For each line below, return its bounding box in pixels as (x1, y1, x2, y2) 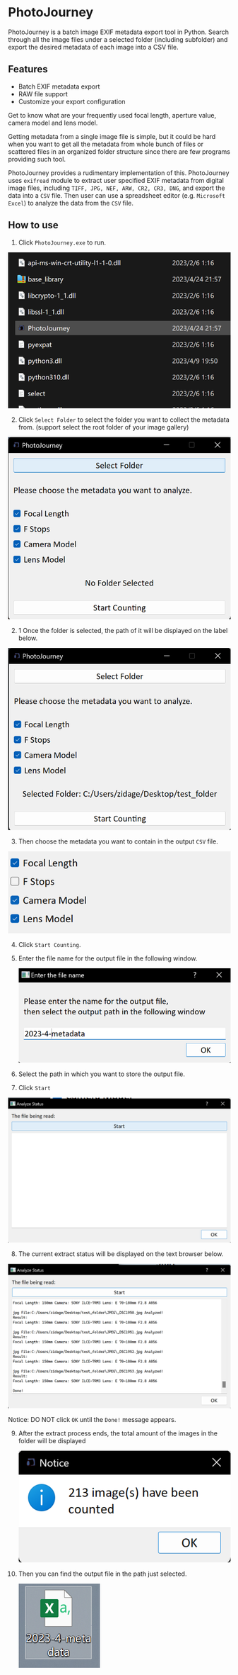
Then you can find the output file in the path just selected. (18, 1569, 187, 1578)
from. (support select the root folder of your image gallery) (18, 423, 189, 432)
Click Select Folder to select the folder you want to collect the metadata (18, 415, 230, 424)
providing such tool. (8, 155, 66, 163)
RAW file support (18, 89, 68, 98)
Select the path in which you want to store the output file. (18, 1070, 186, 1078)
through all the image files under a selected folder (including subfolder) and (8, 35, 228, 43)
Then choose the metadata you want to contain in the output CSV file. (18, 837, 218, 846)
